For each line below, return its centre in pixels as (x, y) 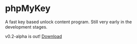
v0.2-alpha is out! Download (34, 36)
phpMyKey (28, 8)
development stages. (26, 27)
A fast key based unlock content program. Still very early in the (68, 22)
